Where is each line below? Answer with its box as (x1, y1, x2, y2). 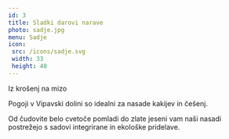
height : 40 (11, 62, 47, 70)
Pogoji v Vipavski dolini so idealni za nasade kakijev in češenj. (8, 98, 208, 108)
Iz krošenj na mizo (8, 84, 67, 93)
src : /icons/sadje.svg (11, 48, 86, 55)
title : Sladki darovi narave (8, 19, 104, 27)
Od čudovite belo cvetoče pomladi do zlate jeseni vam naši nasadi (8, 114, 222, 123)
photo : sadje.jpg (8, 26, 65, 34)
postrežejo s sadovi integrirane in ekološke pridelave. (8, 122, 180, 131)
